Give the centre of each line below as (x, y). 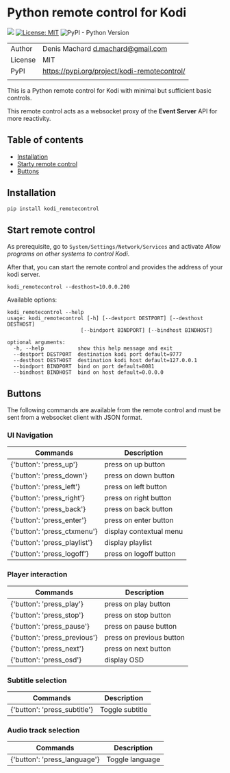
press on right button (138, 498)
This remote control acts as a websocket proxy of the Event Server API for (112, 111)
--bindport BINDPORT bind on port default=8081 (84, 367)
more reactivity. (29, 118)
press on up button (135, 464)
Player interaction (37, 574)
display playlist (128, 543)
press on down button (140, 475)
